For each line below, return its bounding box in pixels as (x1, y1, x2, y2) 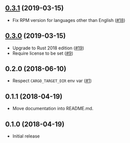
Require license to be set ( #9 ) (12, 50, 74, 56)
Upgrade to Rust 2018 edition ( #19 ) (12, 45, 84, 51)
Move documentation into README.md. (12, 106, 94, 112)
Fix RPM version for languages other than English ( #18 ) (12, 17, 126, 23)
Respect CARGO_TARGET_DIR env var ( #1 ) (12, 78, 92, 84)
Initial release (12, 133, 40, 139)
